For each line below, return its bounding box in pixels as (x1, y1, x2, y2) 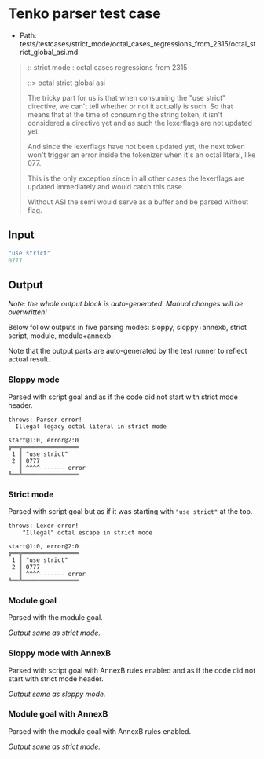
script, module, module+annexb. (8, 331, 114, 340)
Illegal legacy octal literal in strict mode (15, 422, 167, 431)
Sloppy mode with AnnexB (8, 647, 112, 658)
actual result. (8, 354, 50, 364)
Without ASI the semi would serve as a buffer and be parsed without (27, 197, 249, 207)
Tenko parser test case (8, 5, 161, 23)
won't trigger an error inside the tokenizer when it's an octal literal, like (27, 150, 256, 159)
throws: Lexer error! (8, 522, 79, 530)
